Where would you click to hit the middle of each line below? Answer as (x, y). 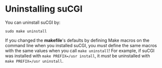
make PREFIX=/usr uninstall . (34, 61)
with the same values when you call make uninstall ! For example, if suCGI (80, 51)
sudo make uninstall (26, 31)
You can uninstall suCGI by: (33, 22)
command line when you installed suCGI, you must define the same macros (81, 45)
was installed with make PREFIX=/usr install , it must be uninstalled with (78, 56)
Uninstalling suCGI (44, 9)
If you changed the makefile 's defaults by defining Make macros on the (77, 40)
